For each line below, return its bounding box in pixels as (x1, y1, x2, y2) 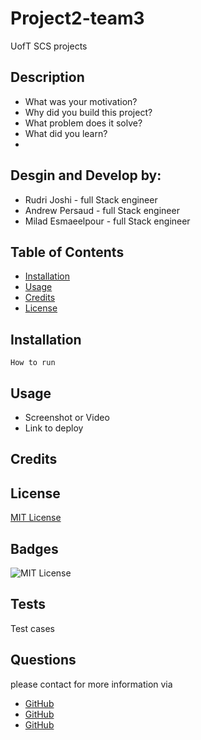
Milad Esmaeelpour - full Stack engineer (24, 215, 191, 227)
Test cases (10, 622, 55, 634)
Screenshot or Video (24, 412, 110, 423)
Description (10, 69, 85, 86)
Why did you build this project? (24, 106, 153, 118)
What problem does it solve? (24, 117, 143, 129)
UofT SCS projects (10, 40, 88, 52)
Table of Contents (10, 243, 125, 261)
